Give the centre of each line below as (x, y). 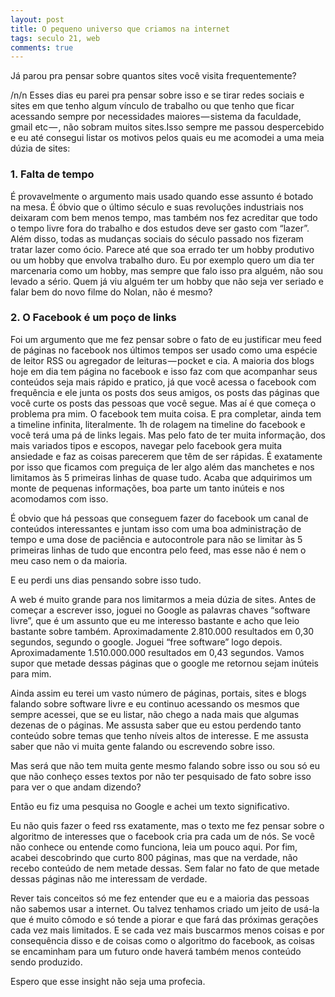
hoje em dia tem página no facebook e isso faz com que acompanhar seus (164, 371)
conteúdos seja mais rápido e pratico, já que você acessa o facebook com (163, 382)
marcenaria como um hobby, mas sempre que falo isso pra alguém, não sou (166, 270)
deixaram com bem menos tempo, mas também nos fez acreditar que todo (164, 217)
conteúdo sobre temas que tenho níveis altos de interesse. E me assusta (159, 735)
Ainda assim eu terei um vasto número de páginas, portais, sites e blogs (158, 693)
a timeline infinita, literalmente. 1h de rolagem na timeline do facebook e (158, 424)
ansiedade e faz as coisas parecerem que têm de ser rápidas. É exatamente (166, 456)
